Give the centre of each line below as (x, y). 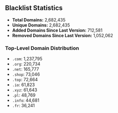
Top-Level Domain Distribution (42, 48)
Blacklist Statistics (34, 8)
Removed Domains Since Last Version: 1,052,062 (63, 35)
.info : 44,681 (26, 100)
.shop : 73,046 (26, 74)
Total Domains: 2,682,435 (39, 20)
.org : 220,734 (26, 64)
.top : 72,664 (25, 80)
